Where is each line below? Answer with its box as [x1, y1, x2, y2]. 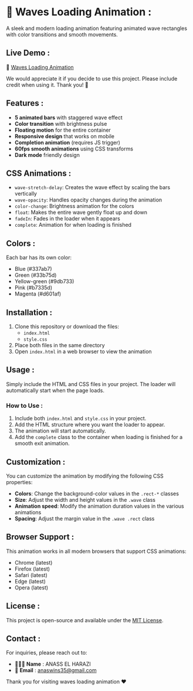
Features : [6, 98, 44, 108]
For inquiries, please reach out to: [6, 649, 87, 656]
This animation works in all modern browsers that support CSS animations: [6, 548, 187, 555]
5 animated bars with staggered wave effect [14, 114, 123, 121]
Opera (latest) [14, 584, 49, 591]
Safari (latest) [14, 571, 48, 578]
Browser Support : [6, 532, 75, 542]
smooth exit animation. [14, 440, 70, 447]
